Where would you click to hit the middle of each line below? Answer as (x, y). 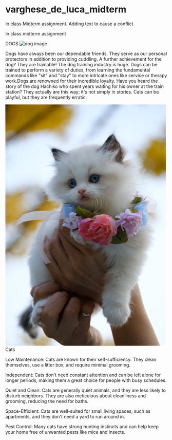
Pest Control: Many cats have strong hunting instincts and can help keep (82, 426)
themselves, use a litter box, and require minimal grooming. (68, 365)
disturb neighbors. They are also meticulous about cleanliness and (76, 396)
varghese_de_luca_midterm (66, 10)
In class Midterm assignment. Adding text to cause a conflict (69, 24)
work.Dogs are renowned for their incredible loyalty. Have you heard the (82, 81)
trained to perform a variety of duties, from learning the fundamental (78, 70)
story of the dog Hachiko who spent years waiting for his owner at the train (85, 86)
